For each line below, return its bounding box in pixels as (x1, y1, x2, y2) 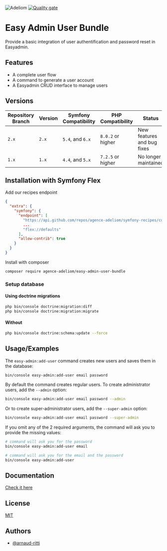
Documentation (5, 472, 55, 480)
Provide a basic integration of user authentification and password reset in (5, 38, 156, 44)
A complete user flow (12, 71, 56, 77)
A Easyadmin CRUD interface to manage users (12, 82, 108, 88)
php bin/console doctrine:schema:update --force (5, 330, 108, 335)
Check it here (5, 485, 33, 491)
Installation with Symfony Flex (5, 176, 101, 185)
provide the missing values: (5, 430, 62, 436)
